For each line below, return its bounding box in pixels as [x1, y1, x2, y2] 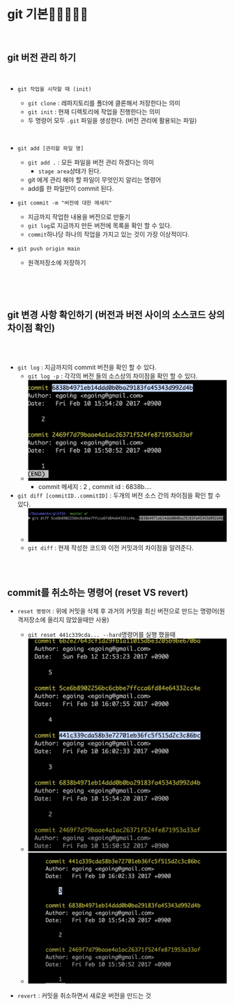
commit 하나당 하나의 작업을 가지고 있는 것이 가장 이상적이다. [27, 230, 190, 238]
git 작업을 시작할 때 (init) [17, 85, 92, 93]
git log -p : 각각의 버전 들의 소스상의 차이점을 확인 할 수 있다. [27, 371, 198, 380]
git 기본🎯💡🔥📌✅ [7, 6, 88, 22]
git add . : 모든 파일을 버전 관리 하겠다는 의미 [27, 158, 155, 166]
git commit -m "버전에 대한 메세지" [17, 200, 113, 207]
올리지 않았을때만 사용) [47, 615, 109, 624]
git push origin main [17, 245, 80, 252]
